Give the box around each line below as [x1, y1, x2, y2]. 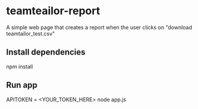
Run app [6, 80, 37, 90]
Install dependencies [6, 47, 86, 57]
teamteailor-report [6, 4, 100, 18]
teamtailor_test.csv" [6, 30, 55, 37]
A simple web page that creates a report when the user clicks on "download [6, 24, 192, 31]
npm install [6, 63, 33, 70]
